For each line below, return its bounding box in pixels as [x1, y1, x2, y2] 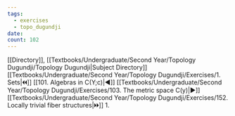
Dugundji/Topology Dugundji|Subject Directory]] [7, 63, 148, 72]
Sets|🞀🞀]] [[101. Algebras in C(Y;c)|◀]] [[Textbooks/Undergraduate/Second [7, 78, 222, 86]
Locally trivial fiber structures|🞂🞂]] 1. [7, 101, 110, 110]
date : [7, 30, 23, 37]
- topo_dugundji [13, 23, 61, 30]
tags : [7, 10, 23, 18]
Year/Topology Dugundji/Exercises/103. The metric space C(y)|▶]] [7, 86, 201, 95]
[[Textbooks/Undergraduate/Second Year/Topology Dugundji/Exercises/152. [7, 94, 229, 102]
